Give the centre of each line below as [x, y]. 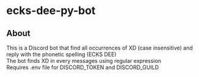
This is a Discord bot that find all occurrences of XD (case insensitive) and [100, 48]
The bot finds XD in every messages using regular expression [84, 61]
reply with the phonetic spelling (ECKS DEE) [62, 54]
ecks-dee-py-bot [51, 11]
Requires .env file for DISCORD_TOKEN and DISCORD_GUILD [83, 67]
